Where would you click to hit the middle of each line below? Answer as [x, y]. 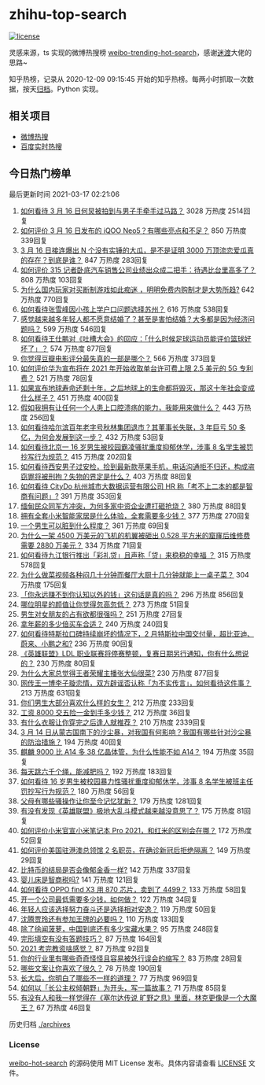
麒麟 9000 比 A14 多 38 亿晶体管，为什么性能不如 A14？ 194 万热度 [128, 751]
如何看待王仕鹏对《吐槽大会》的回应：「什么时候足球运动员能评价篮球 [132, 338]
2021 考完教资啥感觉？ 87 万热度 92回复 [85, 948]
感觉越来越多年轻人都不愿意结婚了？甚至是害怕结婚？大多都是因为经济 [134, 319]
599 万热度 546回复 [75, 329]
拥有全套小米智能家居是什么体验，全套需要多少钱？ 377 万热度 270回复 [135, 515]
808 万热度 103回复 [52, 279]
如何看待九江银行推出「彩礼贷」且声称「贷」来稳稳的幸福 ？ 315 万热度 [136, 555]
